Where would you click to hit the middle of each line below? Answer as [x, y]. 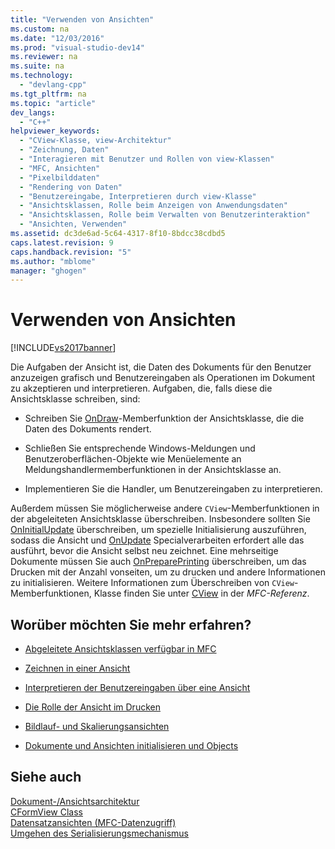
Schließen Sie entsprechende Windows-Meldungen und [140, 448]
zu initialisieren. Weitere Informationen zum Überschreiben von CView [152, 583]
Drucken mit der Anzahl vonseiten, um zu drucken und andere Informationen [168, 572]
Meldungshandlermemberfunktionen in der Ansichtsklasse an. [153, 470]
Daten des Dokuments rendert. [88, 429]
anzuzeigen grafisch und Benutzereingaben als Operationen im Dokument [163, 378]
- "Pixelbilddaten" [60, 177]
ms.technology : [42, 76]
